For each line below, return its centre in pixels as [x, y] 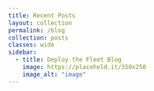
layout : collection [40, 23]
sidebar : [23, 52]
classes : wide [32, 45]
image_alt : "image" [54, 74]
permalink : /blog [37, 30]
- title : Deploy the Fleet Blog [69, 60]
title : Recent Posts [42, 15]
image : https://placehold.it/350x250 [85, 67]
